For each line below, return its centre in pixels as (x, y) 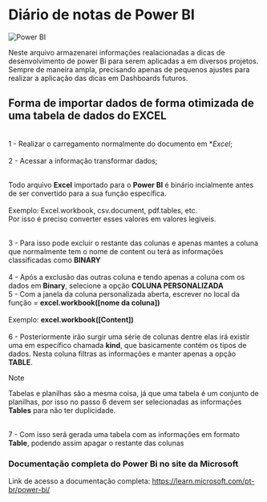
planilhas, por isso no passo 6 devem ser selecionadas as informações (125, 402)
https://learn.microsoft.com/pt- (203, 481)
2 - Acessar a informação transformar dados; (83, 160)
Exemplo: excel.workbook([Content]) (71, 319)
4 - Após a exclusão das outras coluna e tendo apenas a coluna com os (127, 277)
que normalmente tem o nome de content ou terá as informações (116, 251)
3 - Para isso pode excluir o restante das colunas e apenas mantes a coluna (133, 243)
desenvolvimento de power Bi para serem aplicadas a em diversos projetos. (133, 61)
